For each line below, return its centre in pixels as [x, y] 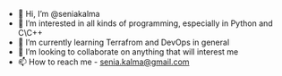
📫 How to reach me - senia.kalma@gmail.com [103, 62]
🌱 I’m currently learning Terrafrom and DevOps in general [124, 42]
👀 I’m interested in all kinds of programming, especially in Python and [145, 23]
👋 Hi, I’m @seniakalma [59, 14]
